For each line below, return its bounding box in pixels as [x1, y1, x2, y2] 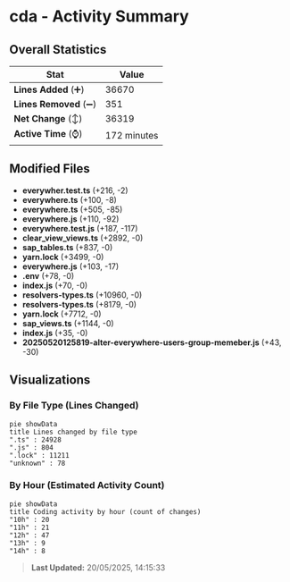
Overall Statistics [9, 42, 107, 57]
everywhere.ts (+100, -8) [21, 194, 118, 205]
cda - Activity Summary [9, 6, 189, 27]
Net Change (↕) [13, 113, 83, 124]
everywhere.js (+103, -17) [21, 261, 119, 272]
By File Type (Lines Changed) [9, 400, 139, 412]
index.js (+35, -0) [21, 327, 88, 338]
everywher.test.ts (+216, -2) [21, 185, 128, 196]
